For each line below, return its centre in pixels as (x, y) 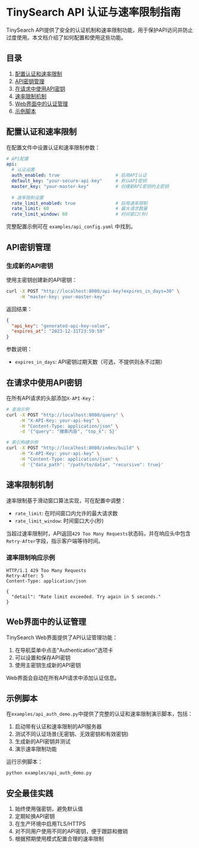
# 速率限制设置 (27, 197)
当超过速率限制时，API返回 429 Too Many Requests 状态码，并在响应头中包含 (98, 533)
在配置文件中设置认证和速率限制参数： (53, 147)
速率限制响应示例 (31, 558)
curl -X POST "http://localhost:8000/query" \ (65, 415)
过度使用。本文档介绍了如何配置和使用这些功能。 (66, 37)
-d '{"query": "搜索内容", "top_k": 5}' (69, 431)
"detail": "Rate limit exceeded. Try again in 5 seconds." (86, 597)
